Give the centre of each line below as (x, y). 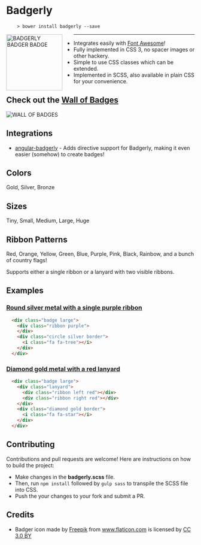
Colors (19, 173)
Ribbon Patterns (37, 239)
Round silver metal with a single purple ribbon (74, 308)
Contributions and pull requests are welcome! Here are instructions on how (99, 459)
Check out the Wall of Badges (62, 100)
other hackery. (92, 56)
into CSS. (26, 489)
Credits (20, 515)
